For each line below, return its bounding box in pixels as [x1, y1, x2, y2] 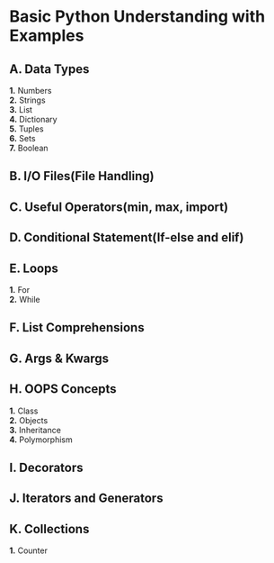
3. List [9, 104, 33, 114]
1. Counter [9, 545, 48, 556]
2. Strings [9, 95, 47, 105]
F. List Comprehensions [9, 320, 146, 335]
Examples [9, 25, 84, 46]
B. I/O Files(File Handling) [9, 168, 155, 184]
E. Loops [9, 260, 58, 276]
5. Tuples [9, 123, 44, 134]
